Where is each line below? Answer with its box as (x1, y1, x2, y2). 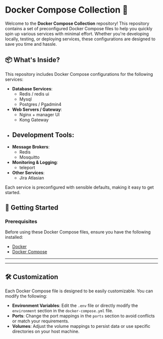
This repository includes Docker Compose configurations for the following (5, 71, 153, 77)
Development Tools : (12, 131, 74, 139)
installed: (5, 234, 23, 240)
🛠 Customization (5, 272, 58, 281)
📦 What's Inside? (5, 56, 60, 64)
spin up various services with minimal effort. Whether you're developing (5, 31, 149, 36)
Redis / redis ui (19, 91, 49, 97)
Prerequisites (5, 218, 37, 225)
